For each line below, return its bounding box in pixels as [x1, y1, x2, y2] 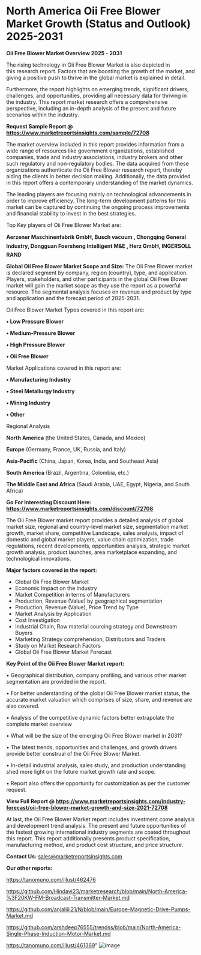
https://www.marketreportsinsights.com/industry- [55, 797, 186, 805]
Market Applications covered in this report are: [6, 364, 121, 372]
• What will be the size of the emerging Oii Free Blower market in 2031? [6, 732, 182, 739]
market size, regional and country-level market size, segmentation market [6, 523, 188, 530]
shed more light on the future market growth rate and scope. [6, 768, 156, 775]
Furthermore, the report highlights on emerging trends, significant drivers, [6, 85, 189, 92]
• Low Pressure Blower [6, 318, 64, 325]
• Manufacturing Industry [6, 376, 71, 383]
